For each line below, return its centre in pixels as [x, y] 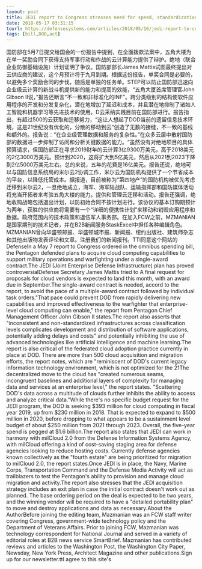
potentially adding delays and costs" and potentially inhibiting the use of [96, 336]
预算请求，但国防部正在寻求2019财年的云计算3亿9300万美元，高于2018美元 [100, 150]
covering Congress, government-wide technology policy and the [86, 521]
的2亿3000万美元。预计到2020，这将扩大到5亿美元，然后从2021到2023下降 [101, 157]
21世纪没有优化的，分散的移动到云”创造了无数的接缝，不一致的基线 [110, 127]
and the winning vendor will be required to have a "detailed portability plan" [100, 502]
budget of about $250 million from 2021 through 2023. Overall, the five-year [101, 425]
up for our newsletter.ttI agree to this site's [59, 559]
